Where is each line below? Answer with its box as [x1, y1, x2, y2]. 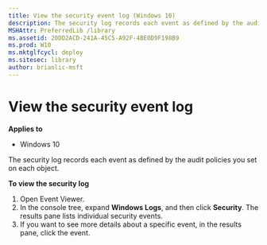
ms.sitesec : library [8, 56, 77, 64]
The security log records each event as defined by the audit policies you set [8, 154, 257, 164]
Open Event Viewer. [19, 194, 85, 204]
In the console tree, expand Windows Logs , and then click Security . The [19, 202, 259, 212]
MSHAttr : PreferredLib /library [8, 26, 115, 34]
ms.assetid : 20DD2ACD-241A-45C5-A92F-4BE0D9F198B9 [8, 33, 180, 42]
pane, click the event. [19, 227, 91, 237]
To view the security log [8, 178, 90, 188]
